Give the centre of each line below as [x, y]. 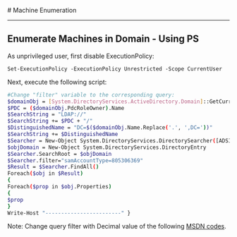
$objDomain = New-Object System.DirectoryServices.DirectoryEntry [107, 147]
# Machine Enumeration [42, 10]
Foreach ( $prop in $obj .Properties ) [60, 187]
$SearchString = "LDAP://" [47, 115]
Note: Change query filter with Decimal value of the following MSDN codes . [117, 226]
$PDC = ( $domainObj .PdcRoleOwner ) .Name [66, 108]
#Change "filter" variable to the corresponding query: [91, 95]
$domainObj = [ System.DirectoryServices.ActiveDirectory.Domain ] [105, 102]
